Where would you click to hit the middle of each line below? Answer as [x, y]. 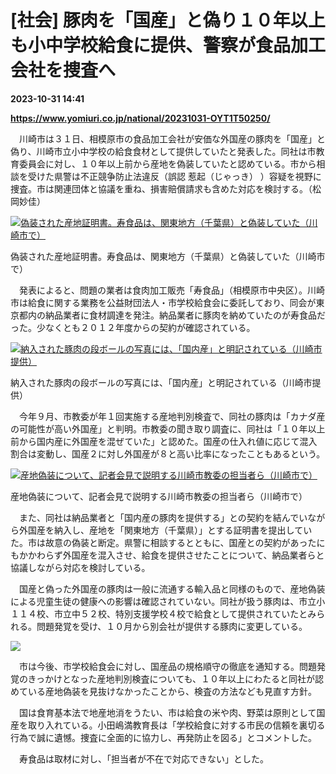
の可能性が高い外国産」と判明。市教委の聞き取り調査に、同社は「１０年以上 [168, 428]
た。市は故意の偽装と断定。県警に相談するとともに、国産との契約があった [163, 542]
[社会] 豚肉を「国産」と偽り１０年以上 [168, 20]
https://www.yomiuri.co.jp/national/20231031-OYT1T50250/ [140, 118]
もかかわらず [36, 555]
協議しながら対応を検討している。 [80, 567]
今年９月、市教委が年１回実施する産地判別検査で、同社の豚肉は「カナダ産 [172, 416]
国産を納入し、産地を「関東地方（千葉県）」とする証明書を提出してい [170, 530]
